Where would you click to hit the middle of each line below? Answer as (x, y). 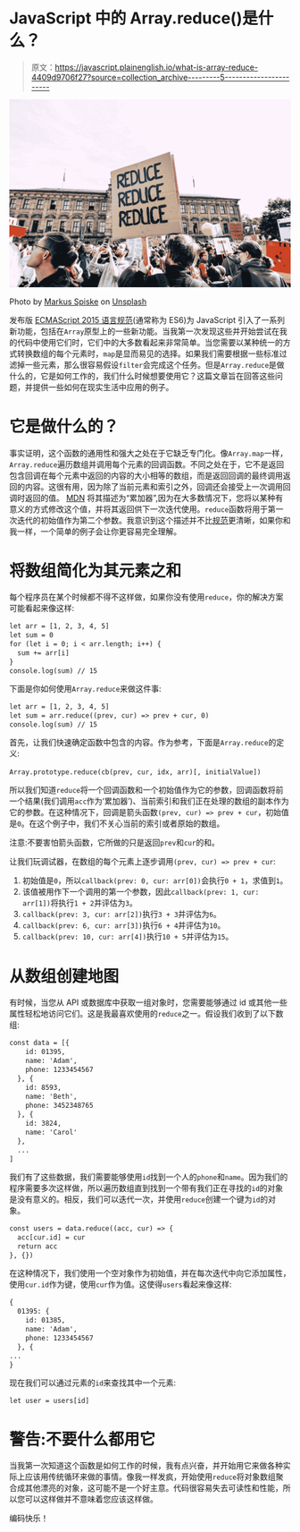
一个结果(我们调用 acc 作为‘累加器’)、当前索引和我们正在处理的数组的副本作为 (149, 801)
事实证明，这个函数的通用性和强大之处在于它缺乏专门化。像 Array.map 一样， (149, 453)
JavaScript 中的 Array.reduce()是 (134, 18)
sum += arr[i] (43, 653)
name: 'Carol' (51, 1133)
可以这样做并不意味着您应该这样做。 (91, 1499)
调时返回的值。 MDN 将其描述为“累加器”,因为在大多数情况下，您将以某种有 (146, 498)
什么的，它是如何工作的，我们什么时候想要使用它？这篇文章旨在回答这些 (142, 376)
